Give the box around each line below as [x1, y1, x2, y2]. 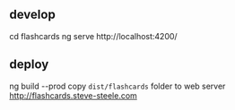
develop [9, 7, 56, 22]
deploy [9, 57, 49, 72]
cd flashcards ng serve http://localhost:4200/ [9, 30, 178, 41]
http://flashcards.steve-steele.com [9, 89, 137, 101]
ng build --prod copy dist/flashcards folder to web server [9, 80, 226, 91]
